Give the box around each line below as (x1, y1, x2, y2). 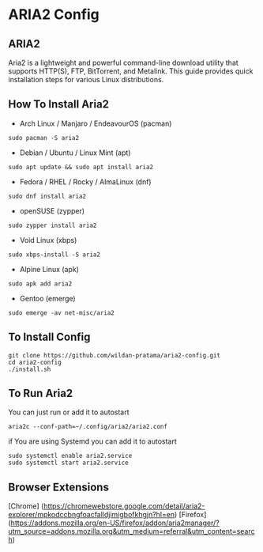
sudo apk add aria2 (8, 279, 73, 288)
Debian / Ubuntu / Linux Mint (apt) (19, 148, 131, 157)
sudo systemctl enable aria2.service (8, 452, 133, 460)
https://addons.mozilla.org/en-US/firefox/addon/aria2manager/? (10, 518, 220, 527)
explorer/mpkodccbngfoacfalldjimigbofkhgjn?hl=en (8, 510, 175, 520)
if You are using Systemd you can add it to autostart (8, 437, 178, 446)
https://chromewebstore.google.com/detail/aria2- (43, 501, 205, 511)
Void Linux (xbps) (19, 235, 77, 244)
